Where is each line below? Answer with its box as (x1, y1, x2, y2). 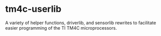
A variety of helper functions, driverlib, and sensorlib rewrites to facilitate (5, 20, 156, 26)
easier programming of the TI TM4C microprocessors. (5, 25, 117, 31)
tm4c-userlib (5, 3, 62, 15)
